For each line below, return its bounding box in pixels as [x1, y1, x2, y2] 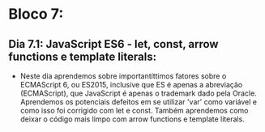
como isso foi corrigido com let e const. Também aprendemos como [19, 106, 249, 115]
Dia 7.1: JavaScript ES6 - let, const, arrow [8, 37, 219, 51]
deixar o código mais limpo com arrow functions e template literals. [19, 114, 245, 124]
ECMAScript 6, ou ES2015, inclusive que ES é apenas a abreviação [19, 80, 243, 89]
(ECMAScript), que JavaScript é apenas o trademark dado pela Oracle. [19, 88, 257, 98]
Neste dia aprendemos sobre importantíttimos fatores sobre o [19, 71, 227, 81]
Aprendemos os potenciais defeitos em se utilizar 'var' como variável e [19, 97, 258, 106]
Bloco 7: [8, 5, 64, 23]
